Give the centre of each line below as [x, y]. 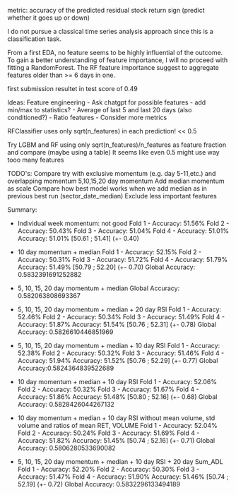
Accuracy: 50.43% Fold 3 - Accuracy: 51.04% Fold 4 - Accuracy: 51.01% [123, 231]
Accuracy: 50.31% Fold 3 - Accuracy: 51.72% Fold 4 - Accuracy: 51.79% [123, 260]
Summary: [22, 210]
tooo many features [36, 160]
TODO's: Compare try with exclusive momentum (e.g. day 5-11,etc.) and [112, 173]
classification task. [35, 39]
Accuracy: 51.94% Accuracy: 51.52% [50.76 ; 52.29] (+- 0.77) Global [118, 360]
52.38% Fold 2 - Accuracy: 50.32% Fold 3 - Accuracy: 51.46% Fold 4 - [121, 353]
